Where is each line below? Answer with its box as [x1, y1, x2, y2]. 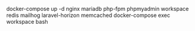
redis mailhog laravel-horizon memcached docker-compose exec [6, 12, 171, 19]
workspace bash [6, 18, 49, 25]
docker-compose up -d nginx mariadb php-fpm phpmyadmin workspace [6, 5, 189, 12]
